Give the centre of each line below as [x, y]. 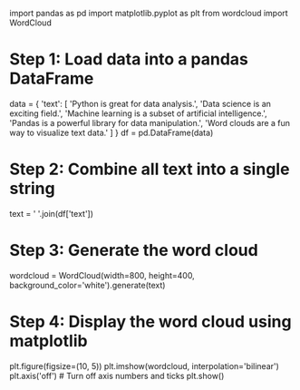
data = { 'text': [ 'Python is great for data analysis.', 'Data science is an [140, 103]
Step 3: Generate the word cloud [134, 251]
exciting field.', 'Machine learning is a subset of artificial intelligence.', [138, 113]
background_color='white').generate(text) [87, 285]
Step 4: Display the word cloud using [150, 322]
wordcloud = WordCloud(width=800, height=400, [102, 275]
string [33, 189]
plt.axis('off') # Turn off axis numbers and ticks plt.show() [117, 375]
